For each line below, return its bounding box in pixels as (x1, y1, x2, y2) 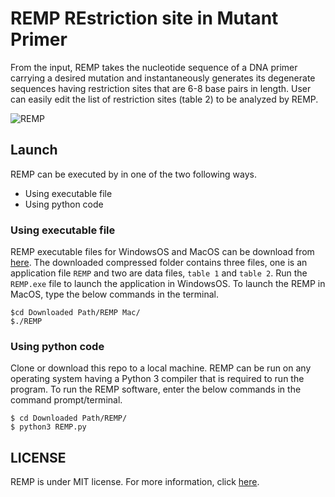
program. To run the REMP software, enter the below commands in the (10, 383, 302, 396)
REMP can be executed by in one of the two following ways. (10, 168, 257, 180)
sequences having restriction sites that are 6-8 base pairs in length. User (10, 82, 312, 94)
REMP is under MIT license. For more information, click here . (10, 476, 260, 488)
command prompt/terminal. (10, 394, 123, 406)
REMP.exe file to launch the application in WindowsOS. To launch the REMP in (10, 278, 326, 290)
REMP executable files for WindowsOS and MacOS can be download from (10, 246, 315, 258)
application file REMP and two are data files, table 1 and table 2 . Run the (10, 267, 308, 279)
